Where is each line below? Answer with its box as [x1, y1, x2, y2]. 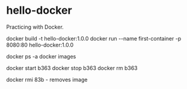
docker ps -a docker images [6, 53, 76, 60]
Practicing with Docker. [6, 23, 64, 30]
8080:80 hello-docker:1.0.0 [6, 41, 74, 48]
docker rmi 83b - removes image [6, 76, 88, 83]
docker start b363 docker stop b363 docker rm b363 [6, 64, 138, 72]
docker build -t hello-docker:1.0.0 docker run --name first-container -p [6, 35, 182, 42]
